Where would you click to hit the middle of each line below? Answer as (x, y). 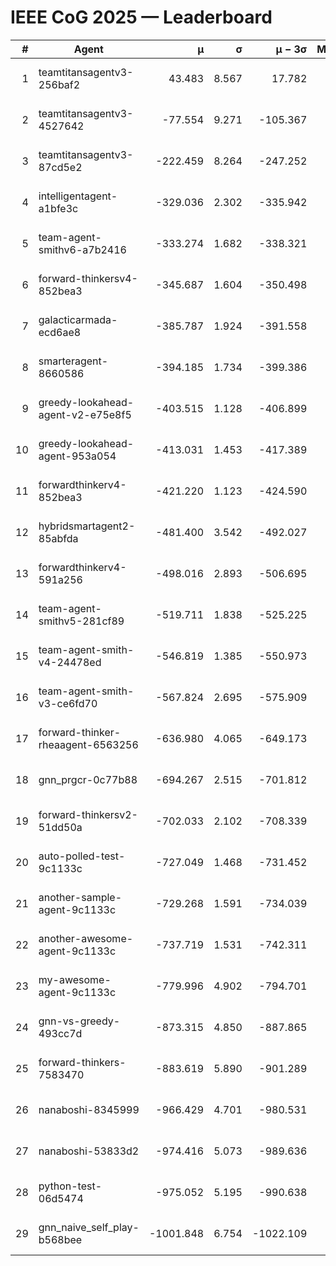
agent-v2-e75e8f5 (85, 414)
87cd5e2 (60, 167)
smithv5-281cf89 (81, 621)
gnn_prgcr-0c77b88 (88, 779)
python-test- (70, 1186)
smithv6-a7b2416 (82, 249)
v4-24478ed (70, 662)
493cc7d (60, 1033)
